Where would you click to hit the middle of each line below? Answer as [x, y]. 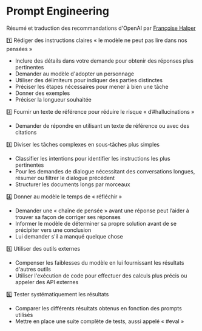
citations [26, 132]
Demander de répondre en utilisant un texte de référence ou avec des [102, 125]
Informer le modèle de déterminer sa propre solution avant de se [96, 223]
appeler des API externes [47, 282]
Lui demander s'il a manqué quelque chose [69, 236]
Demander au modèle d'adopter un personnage [75, 74]
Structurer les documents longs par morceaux [72, 184]
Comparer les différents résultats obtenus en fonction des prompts [98, 308]
